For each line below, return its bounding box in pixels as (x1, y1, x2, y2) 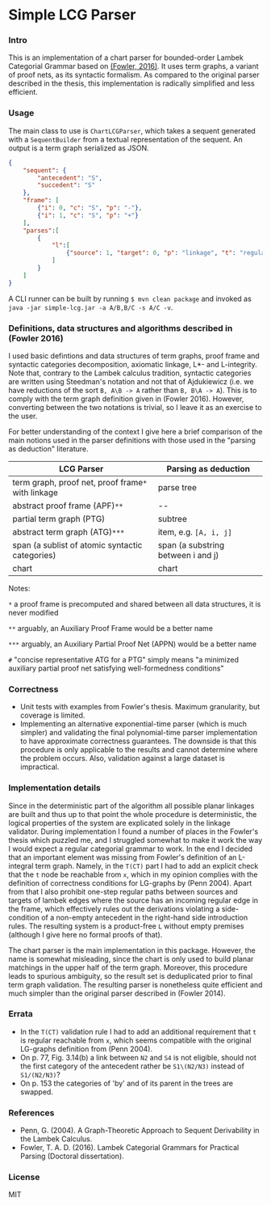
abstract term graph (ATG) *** (12, 526, 125, 537)
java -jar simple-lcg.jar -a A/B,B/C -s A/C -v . (8, 302, 173, 312)
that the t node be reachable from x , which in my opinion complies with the (8, 870, 258, 879)
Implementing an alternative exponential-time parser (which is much (19, 719, 248, 729)
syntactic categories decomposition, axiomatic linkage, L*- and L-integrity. (8, 359, 258, 369)
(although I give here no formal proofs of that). (8, 929, 163, 939)
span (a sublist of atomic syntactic (12, 540, 143, 551)
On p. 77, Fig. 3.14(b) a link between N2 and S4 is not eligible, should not (19, 1052, 256, 1062)
